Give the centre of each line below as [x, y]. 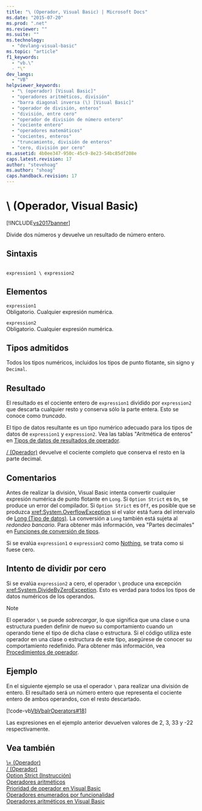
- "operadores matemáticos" [47, 131]
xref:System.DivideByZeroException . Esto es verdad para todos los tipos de [101, 590]
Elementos [27, 292]
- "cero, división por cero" [49, 148]
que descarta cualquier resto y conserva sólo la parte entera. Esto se [93, 409]
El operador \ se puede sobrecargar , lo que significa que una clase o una [98, 620]
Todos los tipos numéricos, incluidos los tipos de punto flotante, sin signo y [100, 363]
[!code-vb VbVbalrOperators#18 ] [46, 711]
